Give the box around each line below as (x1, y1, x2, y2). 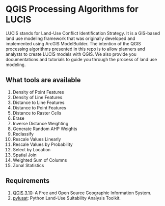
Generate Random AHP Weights (12, 126, 78, 132)
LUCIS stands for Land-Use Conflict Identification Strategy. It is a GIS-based (5, 30, 160, 36)
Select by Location (12, 146, 51, 152)
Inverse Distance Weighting (12, 120, 69, 126)
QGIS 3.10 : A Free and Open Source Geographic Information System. (12, 190, 152, 196)
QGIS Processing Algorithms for (5, 3, 139, 15)
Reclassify (12, 131, 34, 137)
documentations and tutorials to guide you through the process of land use (5, 56, 157, 62)
